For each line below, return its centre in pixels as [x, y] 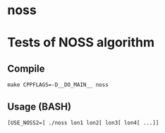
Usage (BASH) [39, 106]
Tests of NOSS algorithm [81, 43]
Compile [26, 68]
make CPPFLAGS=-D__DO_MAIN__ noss [58, 85]
